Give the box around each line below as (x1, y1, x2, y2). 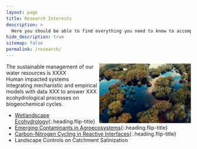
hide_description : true (6, 34, 64, 40)
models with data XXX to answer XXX (6, 88, 97, 95)
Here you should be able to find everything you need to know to (11, 28, 175, 34)
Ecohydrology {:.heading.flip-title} (14, 117, 96, 125)
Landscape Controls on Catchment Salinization (14, 136, 128, 143)
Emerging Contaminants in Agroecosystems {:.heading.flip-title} (14, 124, 168, 131)
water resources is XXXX (6, 69, 66, 76)
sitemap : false (6, 40, 43, 46)
